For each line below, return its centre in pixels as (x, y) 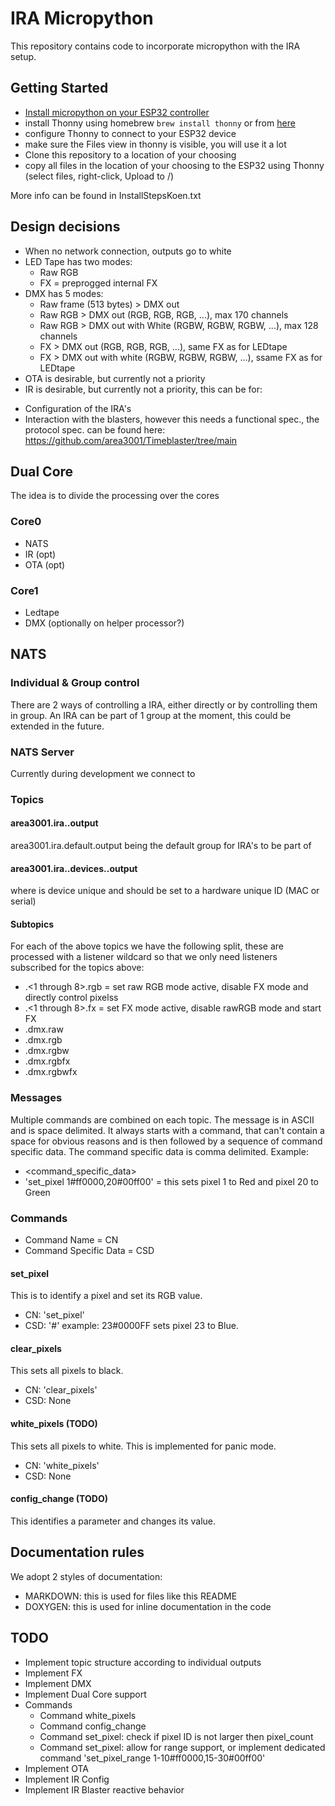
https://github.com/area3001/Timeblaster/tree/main (131, 440)
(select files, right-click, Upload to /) (99, 176)
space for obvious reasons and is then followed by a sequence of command (166, 1141)
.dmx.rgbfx (47, 1061)
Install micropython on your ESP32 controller (117, 112)
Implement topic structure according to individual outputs (143, 1662)
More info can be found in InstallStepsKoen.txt (106, 195)
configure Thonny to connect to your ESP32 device (130, 133)
